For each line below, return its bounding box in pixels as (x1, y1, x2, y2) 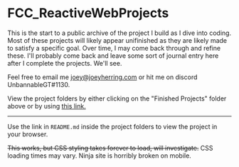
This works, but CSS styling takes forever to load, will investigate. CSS (7, 143, 213, 152)
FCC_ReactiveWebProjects (7, 5, 169, 21)
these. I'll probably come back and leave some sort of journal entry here (7, 51, 219, 60)
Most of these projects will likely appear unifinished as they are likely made (7, 36, 228, 44)
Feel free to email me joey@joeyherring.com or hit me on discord (7, 73, 198, 81)
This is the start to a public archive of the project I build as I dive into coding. (7, 29, 232, 37)
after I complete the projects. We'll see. (7, 59, 122, 67)
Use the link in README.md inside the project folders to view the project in (7, 122, 218, 131)
